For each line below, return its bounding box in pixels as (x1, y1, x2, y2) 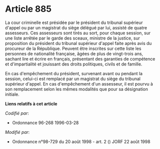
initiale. (5, 91, 20, 97)
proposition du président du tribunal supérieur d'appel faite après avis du (5, 40, 152, 46)
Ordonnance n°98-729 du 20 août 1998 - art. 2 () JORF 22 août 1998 (12, 138, 150, 145)
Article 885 (5, 3, 52, 15)
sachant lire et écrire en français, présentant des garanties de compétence (5, 56, 155, 62)
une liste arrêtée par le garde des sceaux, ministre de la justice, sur (5, 35, 140, 41)
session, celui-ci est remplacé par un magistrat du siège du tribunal (5, 76, 140, 82)
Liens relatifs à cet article (5, 101, 58, 106)
